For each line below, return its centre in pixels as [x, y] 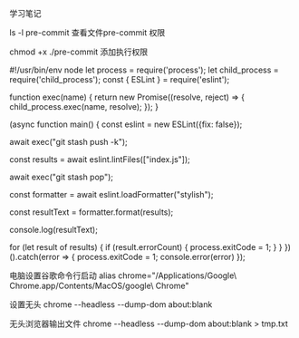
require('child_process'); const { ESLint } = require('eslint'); [120, 79]
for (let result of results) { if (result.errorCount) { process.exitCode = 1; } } [146, 247]
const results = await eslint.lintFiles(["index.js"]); [100, 159]
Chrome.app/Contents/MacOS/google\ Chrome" [99, 285]
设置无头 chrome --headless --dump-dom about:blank [111, 304]
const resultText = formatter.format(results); [92, 212]
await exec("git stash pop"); [62, 177]
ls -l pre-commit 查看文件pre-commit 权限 [87, 33]
